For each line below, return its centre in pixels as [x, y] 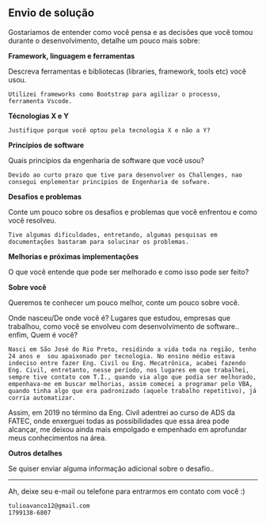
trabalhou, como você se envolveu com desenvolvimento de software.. [124, 326]
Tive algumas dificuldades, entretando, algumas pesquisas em [113, 235]
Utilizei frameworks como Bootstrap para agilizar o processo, [115, 94]
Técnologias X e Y [38, 116]
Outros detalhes [35, 453]
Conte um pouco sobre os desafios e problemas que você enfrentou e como [133, 212]
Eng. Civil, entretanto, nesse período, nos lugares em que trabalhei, [129, 370]
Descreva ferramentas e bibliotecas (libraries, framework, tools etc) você [127, 71]
